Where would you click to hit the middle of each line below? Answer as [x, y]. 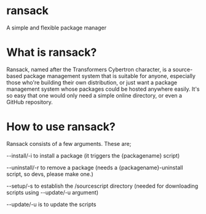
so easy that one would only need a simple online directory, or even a [94, 95]
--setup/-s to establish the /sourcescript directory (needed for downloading [102, 186]
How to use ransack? [61, 127]
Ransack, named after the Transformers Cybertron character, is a [89, 69]
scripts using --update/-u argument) [52, 192]
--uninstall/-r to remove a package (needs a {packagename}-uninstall [95, 167]
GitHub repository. [30, 102]
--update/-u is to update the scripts [51, 204]
